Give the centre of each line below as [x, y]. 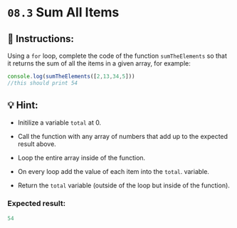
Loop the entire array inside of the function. [81, 157]
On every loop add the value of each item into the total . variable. [114, 171]
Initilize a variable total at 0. [59, 123]
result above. [37, 144]
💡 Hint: [23, 105]
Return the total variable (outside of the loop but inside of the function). [123, 185]
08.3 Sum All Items [63, 12]
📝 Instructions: [41, 39]
